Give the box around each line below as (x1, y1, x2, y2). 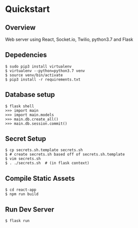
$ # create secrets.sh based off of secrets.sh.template (5, 152, 125, 157)
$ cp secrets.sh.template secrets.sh (5, 148, 83, 152)
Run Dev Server (5, 205, 54, 214)
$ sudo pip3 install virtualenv (5, 64, 72, 69)
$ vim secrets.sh (5, 156, 41, 161)
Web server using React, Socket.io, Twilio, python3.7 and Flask (5, 36, 134, 42)
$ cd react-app (5, 187, 37, 192)
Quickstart (5, 3, 50, 15)
